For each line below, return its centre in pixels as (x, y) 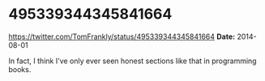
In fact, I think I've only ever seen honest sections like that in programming (132, 61)
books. (20, 69)
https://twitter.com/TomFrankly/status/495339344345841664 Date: (122, 36)
